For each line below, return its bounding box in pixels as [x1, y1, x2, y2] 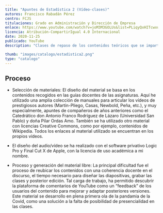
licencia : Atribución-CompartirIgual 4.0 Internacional [5, 30, 120, 34]
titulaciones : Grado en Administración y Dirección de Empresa [5, 20, 136, 26]
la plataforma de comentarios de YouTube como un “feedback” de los [12, 183, 152, 189]
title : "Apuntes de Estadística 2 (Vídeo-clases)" [5, 7, 110, 12]
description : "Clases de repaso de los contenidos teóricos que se [5, 43, 145, 48]
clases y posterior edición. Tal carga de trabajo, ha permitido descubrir [12, 178, 154, 184]
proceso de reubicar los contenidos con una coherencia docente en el [12, 167, 153, 173]
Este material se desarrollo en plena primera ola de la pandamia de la [12, 193, 150, 199]
